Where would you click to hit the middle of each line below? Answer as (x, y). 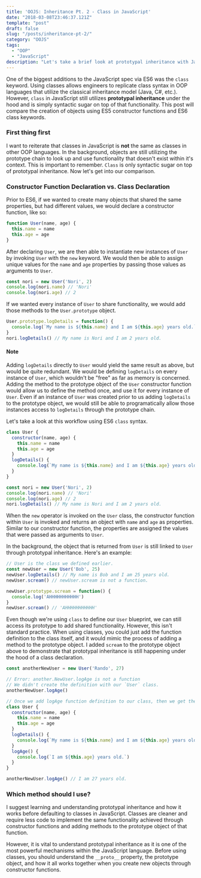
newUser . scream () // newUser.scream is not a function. (77, 580)
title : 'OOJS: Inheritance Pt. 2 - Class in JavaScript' (79, 12)
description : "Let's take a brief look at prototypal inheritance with (97, 62)
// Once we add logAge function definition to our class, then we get (96, 701)
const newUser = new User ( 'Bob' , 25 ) (53, 570)
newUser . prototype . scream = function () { (59, 591)
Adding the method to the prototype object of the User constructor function (99, 384)
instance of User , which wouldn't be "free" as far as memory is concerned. (98, 377)
